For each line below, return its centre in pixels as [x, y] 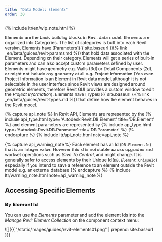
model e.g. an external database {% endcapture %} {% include [68, 170]
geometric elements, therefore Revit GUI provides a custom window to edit [80, 89]
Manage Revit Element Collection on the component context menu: [72, 220]
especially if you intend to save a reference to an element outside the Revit [80, 165]
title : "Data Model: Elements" [37, 9]
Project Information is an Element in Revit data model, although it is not [76, 79]
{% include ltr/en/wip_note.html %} [40, 28]
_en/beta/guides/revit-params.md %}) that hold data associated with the [77, 53]
